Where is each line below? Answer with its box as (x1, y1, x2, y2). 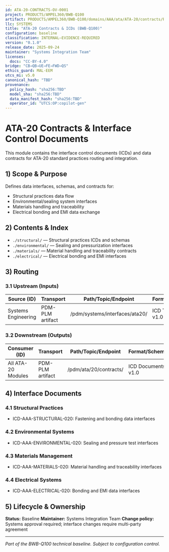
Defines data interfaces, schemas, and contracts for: (5, 183, 115, 189)
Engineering (8, 313, 37, 321)
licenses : (5, 54, 26, 59)
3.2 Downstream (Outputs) (5, 332, 72, 339)
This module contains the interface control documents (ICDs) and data (5, 150, 151, 156)
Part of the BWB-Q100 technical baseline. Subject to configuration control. (5, 541, 160, 547)
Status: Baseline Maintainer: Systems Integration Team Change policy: (5, 516, 154, 522)
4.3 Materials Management (5, 452, 73, 459)
